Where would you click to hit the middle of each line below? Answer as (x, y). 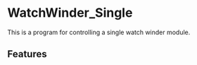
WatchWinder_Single (70, 13)
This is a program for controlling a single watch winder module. (99, 32)
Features (27, 54)
